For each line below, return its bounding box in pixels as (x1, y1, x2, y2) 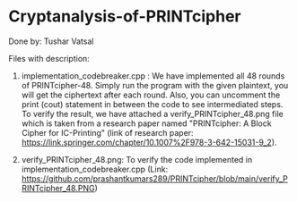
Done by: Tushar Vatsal (8, 36, 94, 46)
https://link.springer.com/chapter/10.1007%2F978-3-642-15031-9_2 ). (21, 137, 277, 147)
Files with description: (8, 53, 91, 63)
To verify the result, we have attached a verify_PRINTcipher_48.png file (21, 108, 284, 119)
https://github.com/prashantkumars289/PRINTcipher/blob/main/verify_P (21, 173, 289, 184)
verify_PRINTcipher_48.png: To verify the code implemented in (21, 154, 253, 164)
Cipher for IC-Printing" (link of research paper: (21, 127, 194, 138)
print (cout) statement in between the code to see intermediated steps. (21, 98, 284, 109)
